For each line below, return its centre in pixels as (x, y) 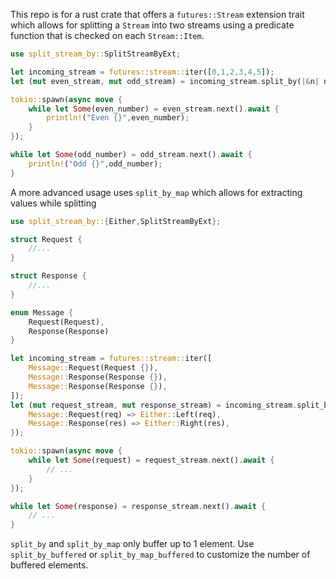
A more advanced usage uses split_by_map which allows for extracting (156, 192)
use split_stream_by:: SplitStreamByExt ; (96, 54)
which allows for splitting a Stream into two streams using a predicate (152, 25)
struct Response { (48, 276)
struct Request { (46, 239)
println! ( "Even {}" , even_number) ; (118, 118)
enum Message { (42, 312)
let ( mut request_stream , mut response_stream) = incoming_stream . (154, 405)
